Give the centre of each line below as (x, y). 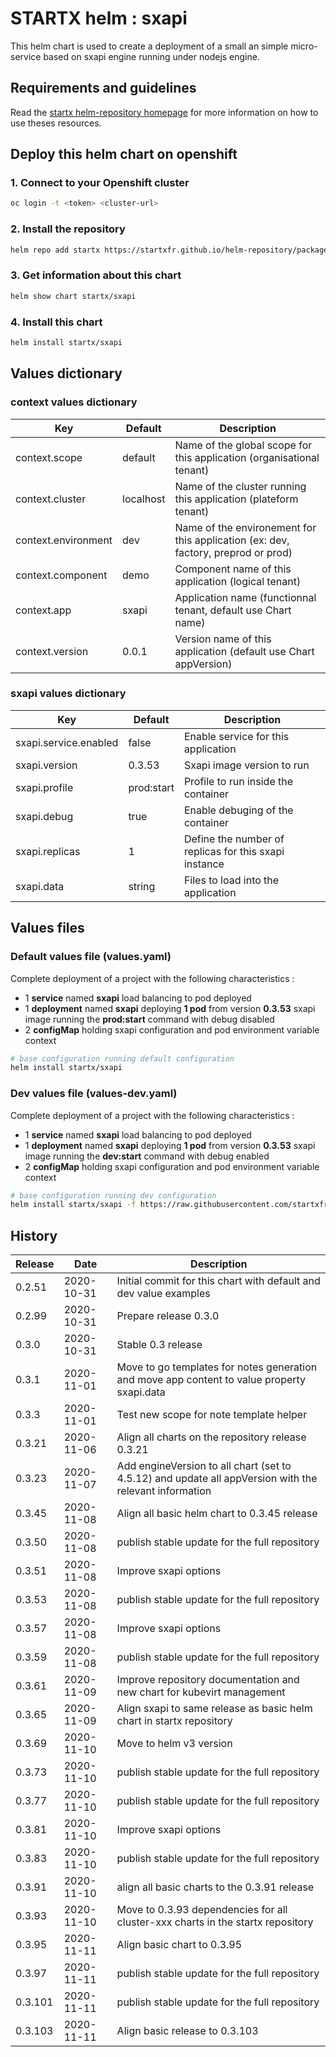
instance (204, 864)
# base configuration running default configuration (122, 1058)
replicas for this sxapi (234, 851)
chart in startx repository (174, 1721)
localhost (144, 499)
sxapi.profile (44, 787)
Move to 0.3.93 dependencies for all (202, 1910)
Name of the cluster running (240, 486)
